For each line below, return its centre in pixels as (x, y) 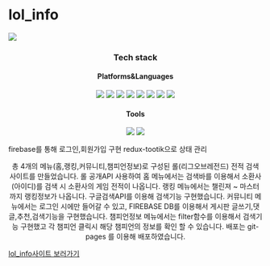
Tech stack (135, 57)
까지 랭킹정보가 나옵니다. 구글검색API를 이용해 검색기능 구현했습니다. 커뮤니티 (131, 196)
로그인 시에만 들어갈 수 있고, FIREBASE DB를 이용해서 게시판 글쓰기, (146, 207)
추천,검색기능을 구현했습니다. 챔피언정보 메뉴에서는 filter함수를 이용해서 (129, 217)
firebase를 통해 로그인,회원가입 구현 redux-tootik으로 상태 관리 (108, 149)
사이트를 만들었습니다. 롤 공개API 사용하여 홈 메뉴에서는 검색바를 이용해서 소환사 (135, 176)
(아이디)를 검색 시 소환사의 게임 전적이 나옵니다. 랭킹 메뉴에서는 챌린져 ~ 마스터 (135, 186)
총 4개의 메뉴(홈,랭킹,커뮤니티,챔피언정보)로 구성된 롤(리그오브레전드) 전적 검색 (135, 166)
